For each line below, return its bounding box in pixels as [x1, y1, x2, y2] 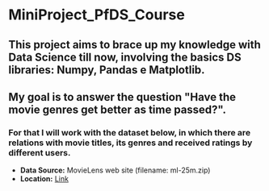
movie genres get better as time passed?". [8, 102, 227, 116]
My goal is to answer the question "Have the [8, 90, 237, 104]
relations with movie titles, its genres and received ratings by [8, 137, 253, 148]
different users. [8, 147, 71, 158]
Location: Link [19, 174, 69, 184]
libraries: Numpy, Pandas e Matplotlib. [8, 63, 205, 77]
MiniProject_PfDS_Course [8, 6, 186, 24]
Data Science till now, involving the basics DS [8, 50, 242, 64]
